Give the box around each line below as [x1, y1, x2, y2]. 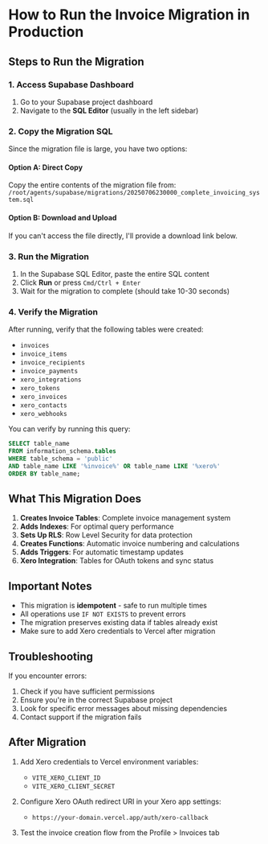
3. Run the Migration [8, 251, 90, 262]
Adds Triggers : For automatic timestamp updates [19, 547, 185, 557]
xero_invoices [19, 393, 67, 401]
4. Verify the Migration [8, 306, 99, 317]
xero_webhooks [19, 410, 67, 418]
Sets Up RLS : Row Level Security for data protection [19, 530, 193, 540]
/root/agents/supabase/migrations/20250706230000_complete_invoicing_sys [8, 189, 261, 197]
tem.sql [8, 196, 35, 204]
